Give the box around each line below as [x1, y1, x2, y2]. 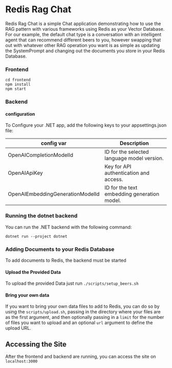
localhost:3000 [5, 359, 38, 364]
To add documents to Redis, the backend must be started [5, 257, 126, 263]
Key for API [104, 163, 132, 170]
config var [40, 140, 67, 147]
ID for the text [104, 184, 138, 191]
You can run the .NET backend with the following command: [5, 224, 132, 230]
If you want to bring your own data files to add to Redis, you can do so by [5, 303, 160, 310]
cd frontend [5, 78, 31, 83]
